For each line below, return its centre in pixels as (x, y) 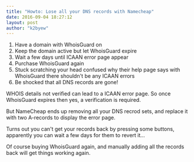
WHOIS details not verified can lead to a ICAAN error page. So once (88, 94)
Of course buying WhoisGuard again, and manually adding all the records (95, 147)
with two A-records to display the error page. (61, 118)
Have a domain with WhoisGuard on (58, 45)
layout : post (22, 22)
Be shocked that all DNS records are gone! (66, 82)
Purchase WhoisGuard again (49, 64)
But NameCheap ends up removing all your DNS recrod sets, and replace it (97, 111)
